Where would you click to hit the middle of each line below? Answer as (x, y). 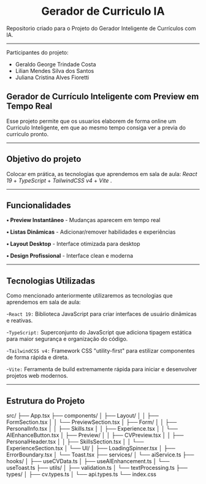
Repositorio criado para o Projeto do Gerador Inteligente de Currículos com (101, 28)
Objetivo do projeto (44, 159)
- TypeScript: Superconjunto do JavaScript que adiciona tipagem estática (99, 332)
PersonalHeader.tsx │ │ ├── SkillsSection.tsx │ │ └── (75, 442)
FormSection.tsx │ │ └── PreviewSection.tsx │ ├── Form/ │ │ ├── (92, 422)
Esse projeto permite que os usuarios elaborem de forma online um (91, 121)
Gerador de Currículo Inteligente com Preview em (103, 97)
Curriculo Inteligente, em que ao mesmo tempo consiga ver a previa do (96, 128)
